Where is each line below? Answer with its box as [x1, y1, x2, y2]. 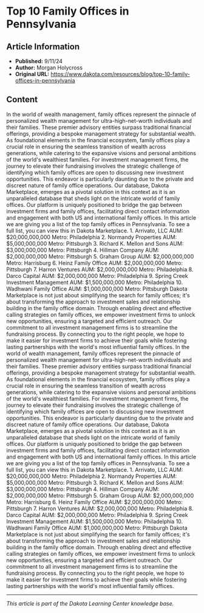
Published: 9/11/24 [15, 58, 63, 64]
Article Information [6, 41, 80, 52]
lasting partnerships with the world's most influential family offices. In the [6, 343, 190, 350]
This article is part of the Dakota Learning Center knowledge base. [6, 600, 174, 607]
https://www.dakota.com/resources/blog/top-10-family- [50, 71, 190, 77]
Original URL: [15, 71, 50, 77]
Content [6, 94, 38, 105]
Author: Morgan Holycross [15, 64, 83, 71]
